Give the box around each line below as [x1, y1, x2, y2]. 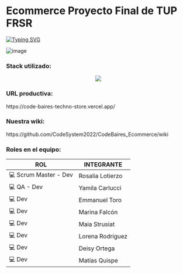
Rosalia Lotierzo [78, 172, 123, 180]
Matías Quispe [78, 256, 119, 264]
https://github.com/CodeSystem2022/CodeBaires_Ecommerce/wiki [6, 131, 168, 138]
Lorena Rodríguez [78, 232, 127, 240]
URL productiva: [6, 90, 53, 98]
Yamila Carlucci [78, 183, 122, 192]
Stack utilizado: [6, 62, 51, 70]
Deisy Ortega [78, 244, 115, 252]
